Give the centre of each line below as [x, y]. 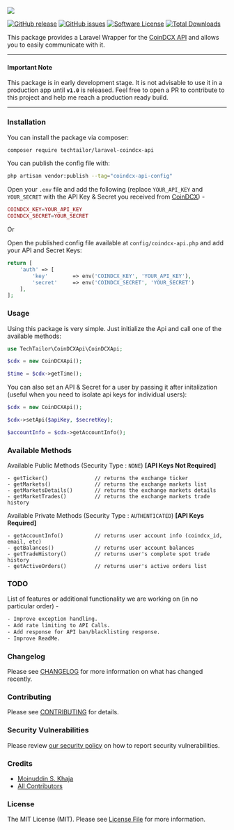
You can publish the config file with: [58, 163]
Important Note [30, 67]
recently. [20, 679]
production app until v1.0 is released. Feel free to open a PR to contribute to [116, 90]
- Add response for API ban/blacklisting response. [84, 632]
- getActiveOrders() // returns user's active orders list [107, 567]
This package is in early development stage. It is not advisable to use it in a [115, 83]
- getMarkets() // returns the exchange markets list [107, 484]
